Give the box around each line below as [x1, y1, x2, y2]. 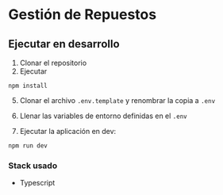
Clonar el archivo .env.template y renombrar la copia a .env [19, 96, 216, 105]
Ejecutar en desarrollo [8, 37, 121, 51]
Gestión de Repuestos [8, 6, 157, 24]
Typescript [19, 178, 56, 188]
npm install [8, 82, 48, 90]
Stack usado [8, 160, 58, 171]
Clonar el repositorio [19, 58, 87, 67]
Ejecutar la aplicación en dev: [19, 127, 117, 136]
